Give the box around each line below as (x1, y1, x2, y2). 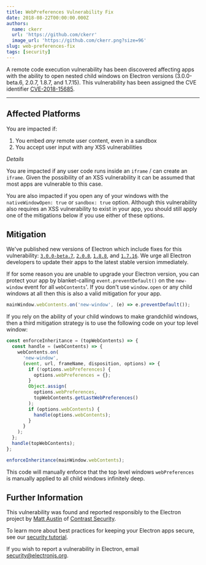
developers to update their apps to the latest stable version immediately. (6, 259, 189, 266)
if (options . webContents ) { (28, 406, 100, 412)
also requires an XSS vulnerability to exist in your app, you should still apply (6, 205, 197, 212)
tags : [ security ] (6, 49, 51, 55)
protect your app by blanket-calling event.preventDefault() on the (6, 277, 175, 284)
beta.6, (6, 78, 25, 86)
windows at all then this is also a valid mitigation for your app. (6, 290, 162, 297)
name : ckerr (12, 26, 43, 32)
